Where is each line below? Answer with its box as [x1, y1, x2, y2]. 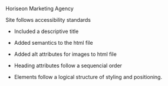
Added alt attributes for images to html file [14, 51, 117, 58]
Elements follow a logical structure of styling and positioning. [14, 74, 163, 80]
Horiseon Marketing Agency [5, 5, 74, 12]
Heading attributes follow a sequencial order [14, 62, 122, 69]
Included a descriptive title [14, 28, 79, 35]
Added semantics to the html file [14, 39, 93, 46]
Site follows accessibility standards [5, 16, 91, 23]
